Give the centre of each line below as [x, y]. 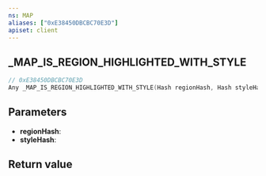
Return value [40, 165]
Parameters [38, 112]
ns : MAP [21, 15]
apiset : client [33, 30]
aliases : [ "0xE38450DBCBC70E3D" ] [63, 23]
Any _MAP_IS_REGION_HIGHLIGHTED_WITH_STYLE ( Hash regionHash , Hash [120, 88]
